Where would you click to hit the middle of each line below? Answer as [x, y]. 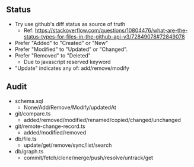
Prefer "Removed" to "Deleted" [53, 55]
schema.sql [29, 101]
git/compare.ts [33, 113]
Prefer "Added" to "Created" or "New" [61, 43]
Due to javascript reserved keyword [67, 62]
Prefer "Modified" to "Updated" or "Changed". [71, 49]
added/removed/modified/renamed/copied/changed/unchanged [102, 120]
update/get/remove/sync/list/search [68, 145]
